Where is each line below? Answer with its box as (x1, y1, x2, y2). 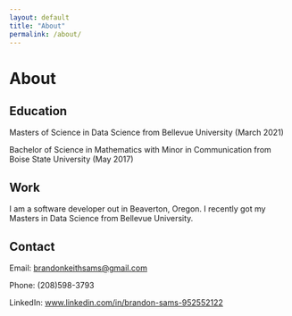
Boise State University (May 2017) (9, 154, 134, 165)
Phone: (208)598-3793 (9, 280, 95, 290)
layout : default (9, 12, 70, 22)
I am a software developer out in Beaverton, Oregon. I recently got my (9, 204, 266, 214)
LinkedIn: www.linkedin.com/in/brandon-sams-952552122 (9, 297, 223, 308)
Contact (9, 238, 55, 254)
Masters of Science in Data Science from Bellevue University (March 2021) (9, 127, 284, 138)
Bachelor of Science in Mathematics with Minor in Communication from (9, 145, 272, 155)
